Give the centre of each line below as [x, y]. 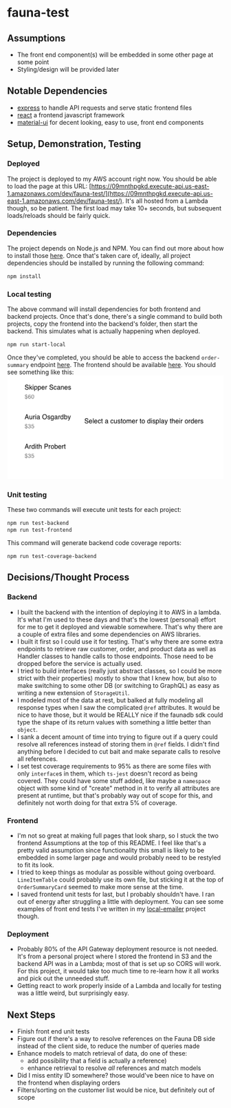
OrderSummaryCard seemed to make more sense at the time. [100, 887]
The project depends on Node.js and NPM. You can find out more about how [115, 248]
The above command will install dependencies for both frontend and [104, 309]
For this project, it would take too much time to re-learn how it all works [118, 971]
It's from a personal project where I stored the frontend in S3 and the [114, 956]
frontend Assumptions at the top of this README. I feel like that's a [111, 842]
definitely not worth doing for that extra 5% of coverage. [97, 802]
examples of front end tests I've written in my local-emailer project [111, 909]
